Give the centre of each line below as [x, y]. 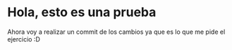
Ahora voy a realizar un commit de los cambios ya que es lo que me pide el [116, 32]
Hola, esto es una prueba [82, 12]
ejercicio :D [24, 39]
